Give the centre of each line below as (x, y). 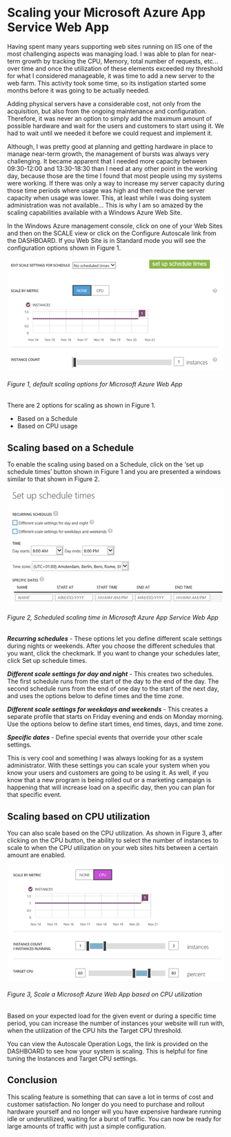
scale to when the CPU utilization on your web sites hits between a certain (113, 848)
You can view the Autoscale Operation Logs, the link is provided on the (108, 1044)
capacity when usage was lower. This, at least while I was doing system (109, 197)
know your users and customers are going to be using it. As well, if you (108, 773)
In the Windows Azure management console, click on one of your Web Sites (115, 226)
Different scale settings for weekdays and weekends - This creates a (108, 709)
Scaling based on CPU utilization (79, 817)
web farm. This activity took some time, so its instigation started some (107, 83)
